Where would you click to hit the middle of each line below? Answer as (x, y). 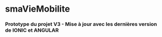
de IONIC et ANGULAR (32, 30)
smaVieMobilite (37, 9)
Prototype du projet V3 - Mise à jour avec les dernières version (81, 24)
